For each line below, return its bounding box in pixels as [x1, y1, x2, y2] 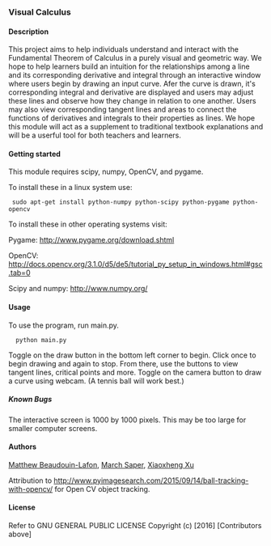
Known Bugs [8, 395, 53, 404]
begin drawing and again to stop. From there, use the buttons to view [8, 358, 239, 368]
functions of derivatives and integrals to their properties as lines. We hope [8, 113, 256, 123]
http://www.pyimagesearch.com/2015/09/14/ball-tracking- [53, 476, 249, 485]
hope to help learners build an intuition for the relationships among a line [8, 61, 250, 71]
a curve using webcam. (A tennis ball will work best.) [8, 375, 184, 386]
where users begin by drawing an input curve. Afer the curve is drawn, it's [8, 79, 256, 89]
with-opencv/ [8, 484, 53, 493]
